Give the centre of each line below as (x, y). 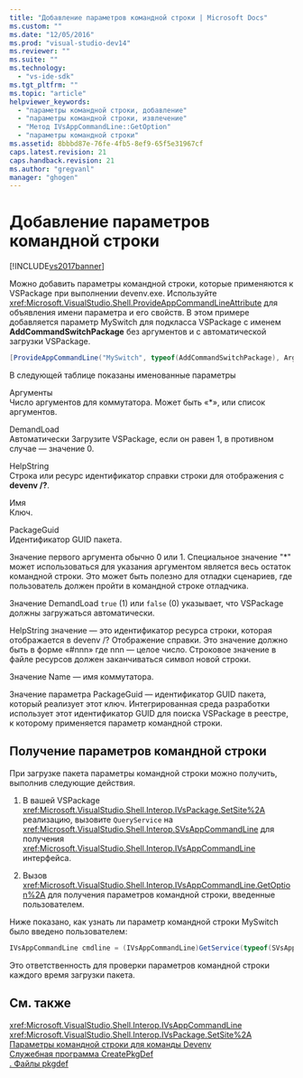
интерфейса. (47, 858)
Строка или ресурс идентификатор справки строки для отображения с (147, 476)
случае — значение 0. (52, 449)
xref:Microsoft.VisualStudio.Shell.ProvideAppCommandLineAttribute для (143, 303)
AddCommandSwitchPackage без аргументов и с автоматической (138, 332)
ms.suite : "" (34, 60)
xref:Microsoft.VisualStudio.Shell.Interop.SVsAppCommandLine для (148, 829)
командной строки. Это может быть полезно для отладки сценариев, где (151, 576)
